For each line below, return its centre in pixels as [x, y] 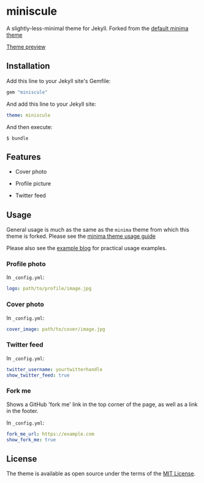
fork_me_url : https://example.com [51, 434]
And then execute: [29, 127]
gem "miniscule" [27, 92]
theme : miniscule [28, 115]
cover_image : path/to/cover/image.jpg [56, 329]
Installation [28, 66]
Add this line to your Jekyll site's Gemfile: [59, 80]
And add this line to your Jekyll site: [51, 104]
